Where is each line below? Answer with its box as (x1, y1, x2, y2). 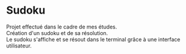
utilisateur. (6, 42, 32, 49)
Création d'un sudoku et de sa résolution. (6, 29, 108, 36)
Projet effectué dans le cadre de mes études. (6, 23, 117, 30)
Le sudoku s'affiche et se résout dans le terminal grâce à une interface (6, 36, 181, 43)
